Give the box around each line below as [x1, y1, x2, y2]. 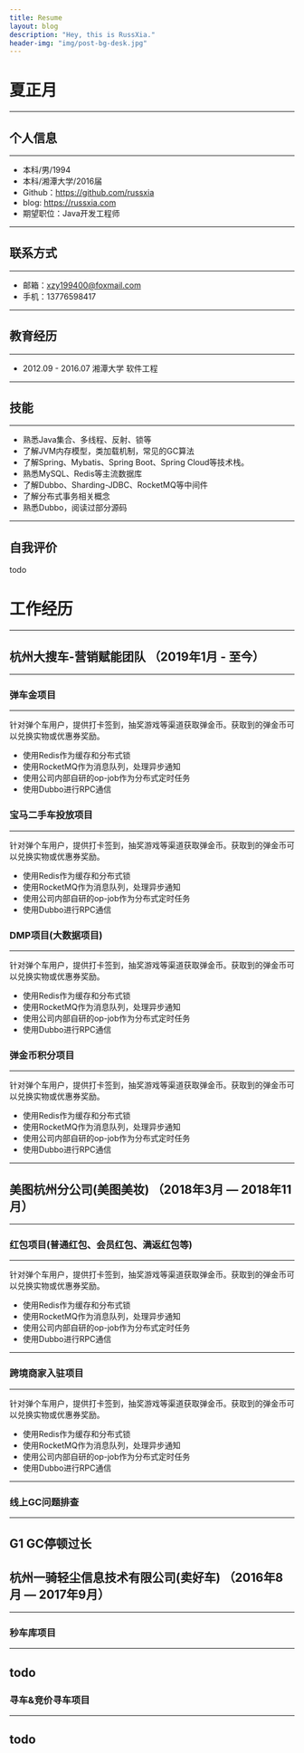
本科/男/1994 [22, 165, 71, 175]
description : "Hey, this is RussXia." [9, 30, 156, 39]
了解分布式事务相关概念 [22, 491, 110, 502]
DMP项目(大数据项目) [9, 929, 103, 941]
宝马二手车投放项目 [9, 809, 93, 822]
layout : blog [9, 22, 59, 31]
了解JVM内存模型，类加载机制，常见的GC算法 [22, 445, 195, 457]
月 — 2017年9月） [9, 1586, 110, 1602]
